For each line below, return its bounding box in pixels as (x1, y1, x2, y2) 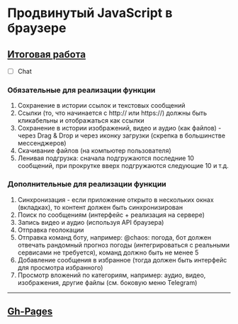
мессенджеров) (17, 139, 67, 147)
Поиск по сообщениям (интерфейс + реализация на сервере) (17, 211, 205, 219)
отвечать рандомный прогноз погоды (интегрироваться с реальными (17, 240, 230, 249)
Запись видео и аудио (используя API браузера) (17, 218, 164, 226)
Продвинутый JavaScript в (7, 5, 173, 21)
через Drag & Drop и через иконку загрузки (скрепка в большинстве (17, 131, 225, 140)
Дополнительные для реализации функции (7, 179, 166, 189)
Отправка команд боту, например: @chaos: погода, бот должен (17, 233, 211, 242)
